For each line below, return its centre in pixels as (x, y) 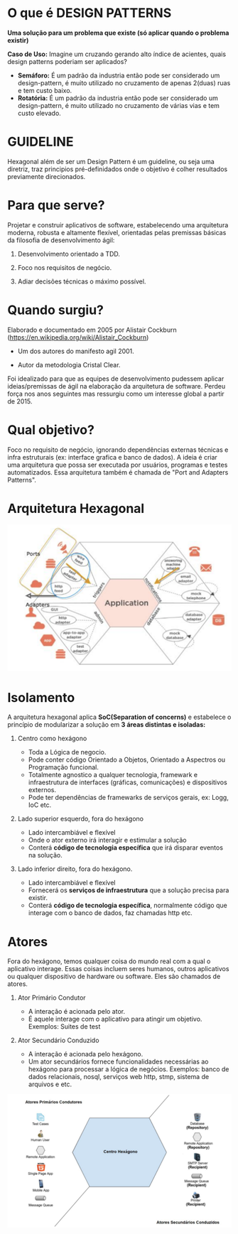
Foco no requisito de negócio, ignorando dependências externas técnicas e (118, 450)
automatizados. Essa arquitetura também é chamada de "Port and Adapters (118, 472)
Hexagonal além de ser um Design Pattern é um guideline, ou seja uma (111, 161)
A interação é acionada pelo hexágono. (86, 1054)
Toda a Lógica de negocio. (67, 752)
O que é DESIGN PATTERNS (90, 13)
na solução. (45, 855)
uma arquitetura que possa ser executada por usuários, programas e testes (118, 465)
